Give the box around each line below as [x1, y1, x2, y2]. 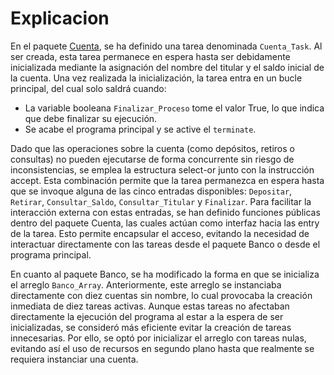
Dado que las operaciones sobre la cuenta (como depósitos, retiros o [10, 142, 295, 154]
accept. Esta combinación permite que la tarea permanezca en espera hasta [10, 174, 325, 186]
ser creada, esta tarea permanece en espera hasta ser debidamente [10, 50, 291, 62]
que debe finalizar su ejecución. [24, 112, 158, 124]
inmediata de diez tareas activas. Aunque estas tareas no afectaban [10, 300, 290, 312]
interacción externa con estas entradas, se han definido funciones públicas [10, 206, 321, 218]
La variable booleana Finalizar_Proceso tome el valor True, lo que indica [24, 102, 325, 114]
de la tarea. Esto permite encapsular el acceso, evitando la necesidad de [10, 227, 310, 239]
